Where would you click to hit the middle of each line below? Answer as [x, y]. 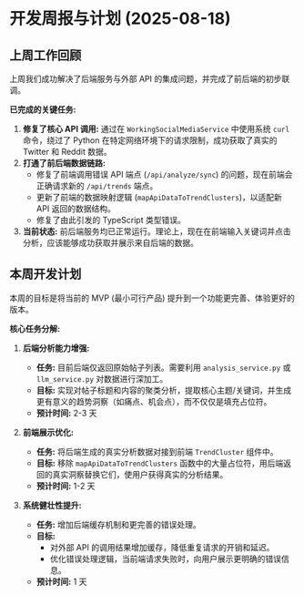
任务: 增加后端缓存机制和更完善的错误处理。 [119, 524]
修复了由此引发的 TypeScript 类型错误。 [111, 220]
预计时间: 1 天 [61, 581]
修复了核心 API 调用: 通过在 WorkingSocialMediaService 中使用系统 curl [156, 129]
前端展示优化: [48, 432]
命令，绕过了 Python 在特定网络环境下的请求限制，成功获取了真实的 [150, 140]
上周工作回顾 [46, 55]
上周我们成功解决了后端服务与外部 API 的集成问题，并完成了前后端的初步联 [150, 79]
